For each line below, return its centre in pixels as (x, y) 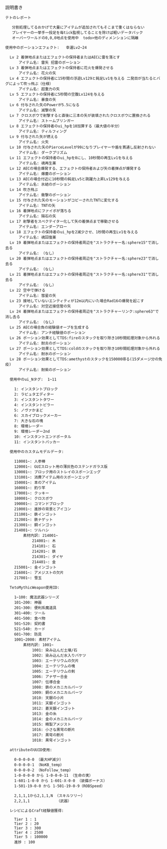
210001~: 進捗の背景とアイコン (43, 509)
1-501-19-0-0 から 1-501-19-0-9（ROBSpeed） (60, 786)
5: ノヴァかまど (29, 410)
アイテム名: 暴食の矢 (37, 100)
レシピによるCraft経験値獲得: (37, 811)
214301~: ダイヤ (47, 557)
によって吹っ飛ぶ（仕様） (31, 84)
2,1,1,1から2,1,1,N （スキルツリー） (49, 796)
